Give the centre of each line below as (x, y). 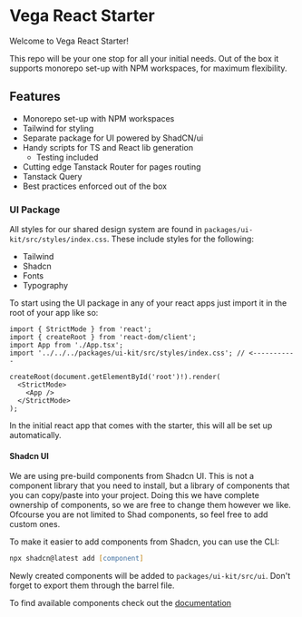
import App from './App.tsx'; (67, 346)
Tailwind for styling (58, 128)
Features (35, 97)
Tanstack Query (52, 176)
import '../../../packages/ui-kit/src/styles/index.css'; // (127, 353)
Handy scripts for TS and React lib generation (108, 147)
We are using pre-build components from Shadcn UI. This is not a (132, 476)
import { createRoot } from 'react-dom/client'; (103, 338)
